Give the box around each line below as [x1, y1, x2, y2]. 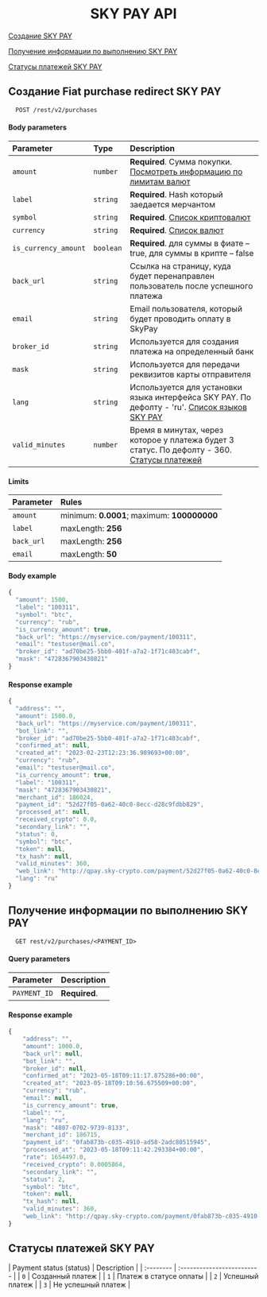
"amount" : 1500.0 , [15, 712, 77, 720]
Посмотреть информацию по [130, 166, 243, 177]
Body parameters [8, 122, 68, 132]
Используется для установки [130, 381, 242, 393]
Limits [8, 476, 29, 486]
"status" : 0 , [15, 830, 59, 838]
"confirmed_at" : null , [15, 741, 91, 749]
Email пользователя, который [130, 303, 242, 314]
